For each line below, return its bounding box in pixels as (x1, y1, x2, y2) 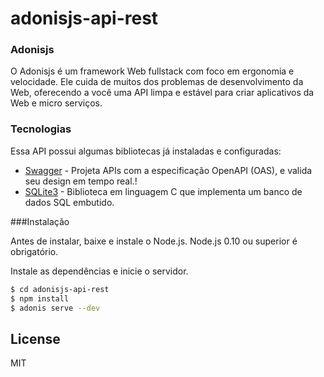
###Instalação (10, 215, 70, 227)
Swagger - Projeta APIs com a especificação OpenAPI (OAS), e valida (24, 164, 313, 176)
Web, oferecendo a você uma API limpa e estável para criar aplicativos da (10, 87, 315, 99)
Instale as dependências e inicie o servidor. (10, 265, 189, 277)
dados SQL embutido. (24, 196, 115, 208)
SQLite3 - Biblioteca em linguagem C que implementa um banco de (24, 185, 303, 197)
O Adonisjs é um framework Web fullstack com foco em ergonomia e (10, 65, 295, 77)
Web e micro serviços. (10, 97, 103, 109)
